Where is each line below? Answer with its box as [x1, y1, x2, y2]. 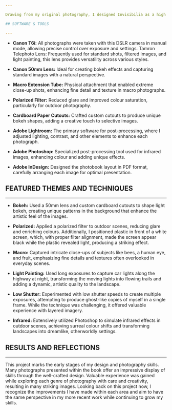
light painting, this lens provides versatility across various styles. [12, 56, 149, 62]
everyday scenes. [12, 260, 50, 266]
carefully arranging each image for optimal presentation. [12, 169, 132, 175]
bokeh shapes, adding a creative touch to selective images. [12, 117, 138, 124]
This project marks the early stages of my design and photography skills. [5, 362, 159, 368]
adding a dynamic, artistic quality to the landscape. [12, 281, 121, 288]
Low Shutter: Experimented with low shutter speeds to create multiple [12, 291, 161, 297]
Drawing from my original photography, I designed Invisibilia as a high [5, 12, 166, 17]
